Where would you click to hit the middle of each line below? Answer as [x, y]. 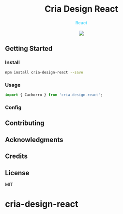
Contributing [25, 123]
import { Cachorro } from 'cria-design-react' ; [54, 95]
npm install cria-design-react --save [44, 72]
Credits [16, 156]
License [17, 173]
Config [13, 107]
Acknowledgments [34, 140]
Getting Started [29, 48]
